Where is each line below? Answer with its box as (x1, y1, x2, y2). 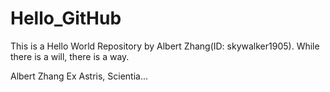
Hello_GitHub (10, 7, 122, 30)
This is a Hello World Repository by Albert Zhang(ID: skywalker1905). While (10, 40, 320, 52)
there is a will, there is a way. (10, 50, 130, 62)
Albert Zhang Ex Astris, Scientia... (10, 70, 149, 82)
